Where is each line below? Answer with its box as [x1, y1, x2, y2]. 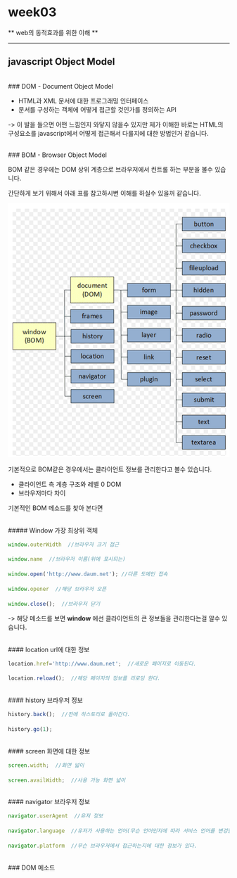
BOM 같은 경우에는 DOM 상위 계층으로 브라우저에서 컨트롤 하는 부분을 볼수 [8, 165, 213, 173]
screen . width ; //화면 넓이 [8, 761, 84, 769]
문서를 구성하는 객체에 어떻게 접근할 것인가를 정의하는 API [18, 105, 177, 113]
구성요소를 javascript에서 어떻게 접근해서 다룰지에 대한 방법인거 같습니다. [8, 129, 210, 137]
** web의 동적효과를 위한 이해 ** [8, 28, 98, 37]
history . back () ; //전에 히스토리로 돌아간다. [8, 711, 131, 718]
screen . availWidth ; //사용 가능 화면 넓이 [8, 777, 126, 784]
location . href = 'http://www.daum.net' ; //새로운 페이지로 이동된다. [8, 660, 197, 667]
